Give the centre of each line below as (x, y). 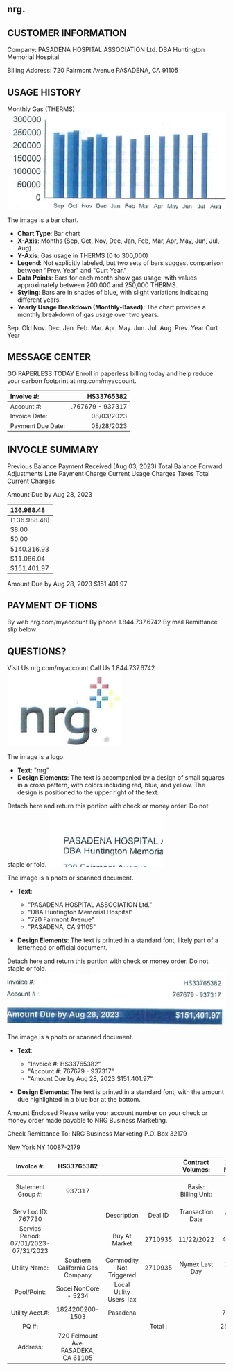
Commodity (122, 1261)
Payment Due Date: (38, 426)
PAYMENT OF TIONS (52, 605)
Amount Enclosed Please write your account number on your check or (107, 1113)
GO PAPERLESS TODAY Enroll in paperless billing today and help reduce (110, 374)
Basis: (196, 1187)
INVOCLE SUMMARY (53, 449)
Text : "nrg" (33, 770)
